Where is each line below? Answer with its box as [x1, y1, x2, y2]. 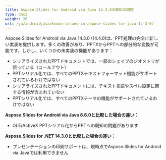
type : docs [5, 12, 28, 17]
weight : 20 [5, 16, 28, 21]
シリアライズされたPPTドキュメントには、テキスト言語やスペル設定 [12, 83, 151, 89]
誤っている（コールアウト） [12, 64, 69, 70]
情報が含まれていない [21, 89, 65, 95]
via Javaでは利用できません [12, 150, 68, 156]
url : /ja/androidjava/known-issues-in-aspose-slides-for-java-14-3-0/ [5, 21, 154, 26]
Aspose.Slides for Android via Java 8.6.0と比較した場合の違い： [5, 112, 139, 118]
